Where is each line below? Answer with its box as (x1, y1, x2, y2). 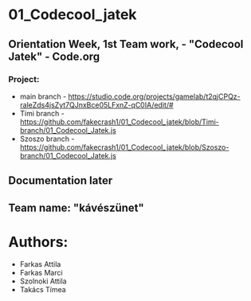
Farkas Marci (19, 268, 63, 277)
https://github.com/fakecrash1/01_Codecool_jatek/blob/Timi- (19, 117, 219, 127)
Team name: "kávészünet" (8, 201, 145, 214)
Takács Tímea (19, 284, 66, 294)
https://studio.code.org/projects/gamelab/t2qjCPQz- (68, 92, 241, 101)
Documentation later (8, 174, 113, 188)
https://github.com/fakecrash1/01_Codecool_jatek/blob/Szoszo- (19, 142, 229, 152)
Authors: (8, 233, 69, 251)
